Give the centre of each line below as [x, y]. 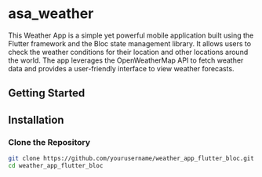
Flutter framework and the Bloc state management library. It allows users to [130, 43]
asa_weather [51, 14]
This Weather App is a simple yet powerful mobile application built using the [131, 35]
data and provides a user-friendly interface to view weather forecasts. [121, 68]
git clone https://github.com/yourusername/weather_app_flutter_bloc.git [131, 159]
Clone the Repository [49, 142]
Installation [36, 119]
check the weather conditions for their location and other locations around [128, 52]
